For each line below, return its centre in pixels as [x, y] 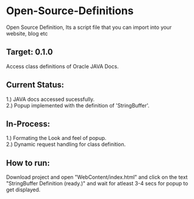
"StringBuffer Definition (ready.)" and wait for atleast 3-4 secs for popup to [97, 184]
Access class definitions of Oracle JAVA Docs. [63, 66]
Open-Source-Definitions [70, 11]
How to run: [28, 163]
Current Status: [35, 85]
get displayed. [23, 190]
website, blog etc [27, 33]
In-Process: [28, 124]
